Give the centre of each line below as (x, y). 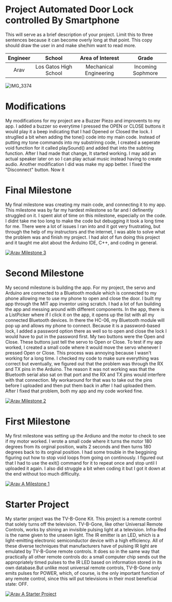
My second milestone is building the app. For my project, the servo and (80, 287)
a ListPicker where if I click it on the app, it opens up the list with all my (80, 315)
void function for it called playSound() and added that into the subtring (80, 148)
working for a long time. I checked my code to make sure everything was (82, 358)
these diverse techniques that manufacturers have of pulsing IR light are (81, 546)
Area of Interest (100, 58)
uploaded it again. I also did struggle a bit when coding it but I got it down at (85, 468)
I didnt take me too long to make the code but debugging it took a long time (85, 221)
